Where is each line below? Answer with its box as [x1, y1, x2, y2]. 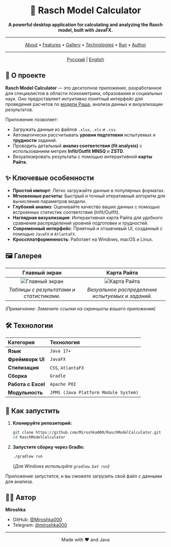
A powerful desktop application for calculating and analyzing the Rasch [8, 21, 163, 28]
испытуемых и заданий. [92, 292, 152, 300]
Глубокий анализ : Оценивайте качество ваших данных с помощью [12, 203, 160, 210]
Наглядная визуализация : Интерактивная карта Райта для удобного [12, 214, 163, 220]
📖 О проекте [5, 71, 46, 80]
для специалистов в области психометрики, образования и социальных [5, 90, 163, 96]
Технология [50, 339, 80, 346]
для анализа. [5, 478, 34, 485]
